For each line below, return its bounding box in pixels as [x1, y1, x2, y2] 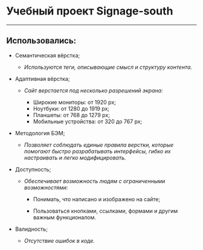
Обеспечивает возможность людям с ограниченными [24, 177, 166, 185]
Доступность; [14, 165, 51, 173]
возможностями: [24, 184, 68, 191]
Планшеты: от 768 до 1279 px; [33, 111, 110, 118]
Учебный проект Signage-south [6, 4, 173, 18]
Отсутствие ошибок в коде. [24, 237, 95, 244]
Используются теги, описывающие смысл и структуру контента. [24, 63, 192, 71]
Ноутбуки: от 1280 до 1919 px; [33, 104, 110, 112]
